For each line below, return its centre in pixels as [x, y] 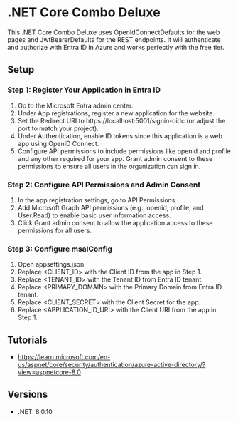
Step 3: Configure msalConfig [60, 249]
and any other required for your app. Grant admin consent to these [115, 158]
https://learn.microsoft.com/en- [64, 357]
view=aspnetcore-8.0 [49, 372]
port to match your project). [58, 128]
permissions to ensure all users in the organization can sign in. [109, 166]
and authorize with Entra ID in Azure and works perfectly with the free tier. [116, 47]
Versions [28, 395]
